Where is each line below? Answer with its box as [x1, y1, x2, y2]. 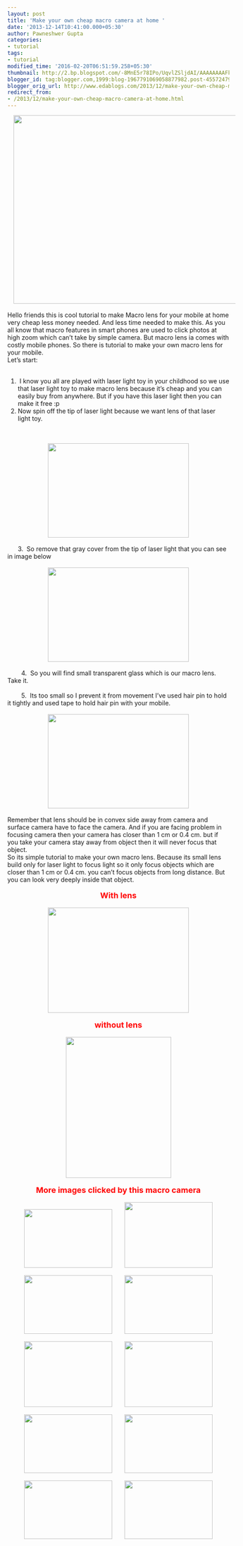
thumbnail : [7, 69, 39, 76]
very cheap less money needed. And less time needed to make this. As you [7, 319, 225, 326]
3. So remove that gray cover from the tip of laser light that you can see [17, 545, 227, 553]
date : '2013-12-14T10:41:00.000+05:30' [7, 23, 125, 30]
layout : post [7, 10, 46, 18]
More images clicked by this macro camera [36, 1185, 201, 1195]
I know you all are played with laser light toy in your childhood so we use [19, 377, 230, 385]
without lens [94, 1020, 142, 1029]
